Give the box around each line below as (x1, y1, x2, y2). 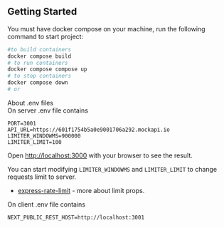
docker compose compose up (7, 66, 87, 73)
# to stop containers (7, 73, 72, 80)
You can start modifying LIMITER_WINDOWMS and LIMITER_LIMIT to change (7, 165, 218, 173)
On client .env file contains (7, 199, 85, 209)
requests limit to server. (7, 172, 77, 181)
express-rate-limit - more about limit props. (17, 186, 145, 195)
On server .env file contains (7, 106, 89, 115)
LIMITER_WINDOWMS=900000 (7, 132, 81, 140)
